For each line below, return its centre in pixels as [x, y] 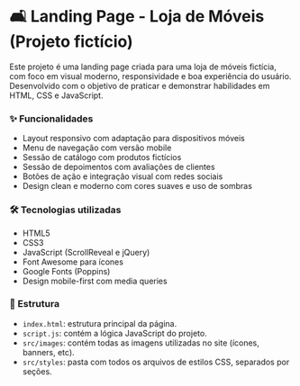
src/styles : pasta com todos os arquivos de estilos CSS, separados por [156, 362]
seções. [37, 371]
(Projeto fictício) [71, 42]
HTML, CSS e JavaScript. [56, 95]
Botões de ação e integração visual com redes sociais [123, 176]
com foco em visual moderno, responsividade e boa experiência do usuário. [150, 76]
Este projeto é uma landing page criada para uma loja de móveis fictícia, [143, 67]
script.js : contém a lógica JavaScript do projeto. [114, 333]
